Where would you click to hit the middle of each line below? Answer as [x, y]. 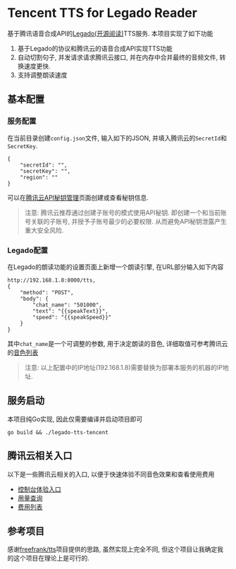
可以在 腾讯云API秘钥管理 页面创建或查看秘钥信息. [78, 197]
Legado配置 [27, 250]
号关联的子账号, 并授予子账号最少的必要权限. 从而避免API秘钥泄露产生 [126, 221]
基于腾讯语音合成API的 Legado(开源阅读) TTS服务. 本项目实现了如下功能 [110, 33]
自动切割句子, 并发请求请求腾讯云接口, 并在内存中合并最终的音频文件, [118, 57]
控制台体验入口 [39, 489]
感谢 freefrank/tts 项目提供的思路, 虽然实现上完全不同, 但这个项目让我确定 [112, 549]
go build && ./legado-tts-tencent [58, 432]
